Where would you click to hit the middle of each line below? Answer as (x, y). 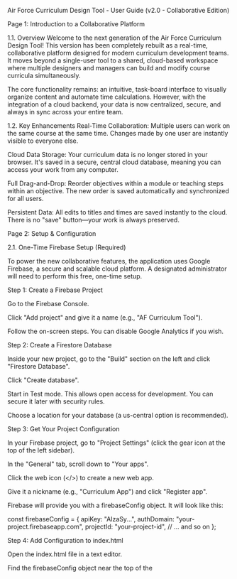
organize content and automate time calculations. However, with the (107, 97)
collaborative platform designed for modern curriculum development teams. (118, 53)
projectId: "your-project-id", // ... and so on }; (150, 526)
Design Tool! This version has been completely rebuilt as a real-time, (108, 45)
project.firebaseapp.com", (45, 526)
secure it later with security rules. (56, 401)
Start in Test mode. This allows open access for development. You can (110, 394)
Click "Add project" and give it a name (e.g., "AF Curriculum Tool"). (105, 318)
